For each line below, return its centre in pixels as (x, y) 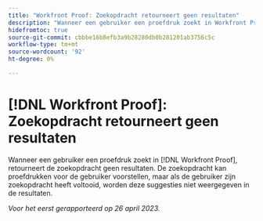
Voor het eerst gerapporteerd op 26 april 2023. (84, 208)
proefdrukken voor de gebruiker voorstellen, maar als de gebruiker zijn (122, 176)
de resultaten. (31, 193)
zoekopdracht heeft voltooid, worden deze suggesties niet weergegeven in (129, 184)
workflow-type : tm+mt (43, 45)
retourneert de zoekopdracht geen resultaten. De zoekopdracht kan (117, 168)
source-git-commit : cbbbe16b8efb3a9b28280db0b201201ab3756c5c (112, 37)
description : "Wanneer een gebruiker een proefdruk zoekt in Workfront (127, 23)
